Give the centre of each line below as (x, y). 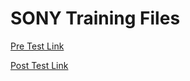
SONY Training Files (95, 18)
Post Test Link (39, 65)
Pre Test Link (37, 46)
